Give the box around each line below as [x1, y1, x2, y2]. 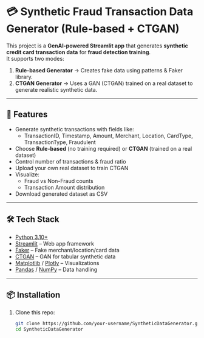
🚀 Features [6, 109, 48, 120]
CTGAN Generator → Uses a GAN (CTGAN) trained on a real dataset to [15, 80, 193, 87]
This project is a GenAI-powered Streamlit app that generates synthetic [6, 42, 188, 49]
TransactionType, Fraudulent [24, 138, 96, 146]
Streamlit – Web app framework [15, 240, 95, 247]
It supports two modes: [6, 55, 65, 62]
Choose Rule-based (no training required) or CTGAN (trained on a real [15, 145, 192, 152]
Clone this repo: [15, 309, 55, 316]
